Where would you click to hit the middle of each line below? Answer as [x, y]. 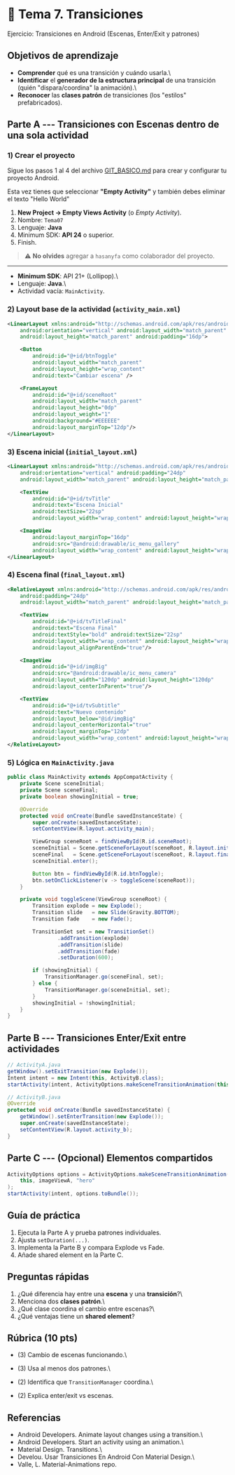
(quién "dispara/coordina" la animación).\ [77, 88]
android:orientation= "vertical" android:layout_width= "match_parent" [123, 330]
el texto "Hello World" [38, 199]
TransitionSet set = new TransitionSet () [94, 932]
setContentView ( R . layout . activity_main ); [94, 829]
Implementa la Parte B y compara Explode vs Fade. [91, 1247]
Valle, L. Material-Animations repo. [67, 1464]
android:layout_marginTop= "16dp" [81, 537]
